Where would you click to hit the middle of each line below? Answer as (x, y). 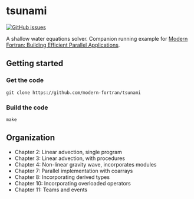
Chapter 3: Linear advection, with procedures (70, 158)
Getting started (35, 63)
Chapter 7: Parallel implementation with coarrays (74, 171)
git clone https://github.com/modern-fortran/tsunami (74, 93)
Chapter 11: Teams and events (51, 190)
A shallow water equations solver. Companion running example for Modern (97, 38)
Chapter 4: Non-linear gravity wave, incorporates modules (86, 164)
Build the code (27, 107)
